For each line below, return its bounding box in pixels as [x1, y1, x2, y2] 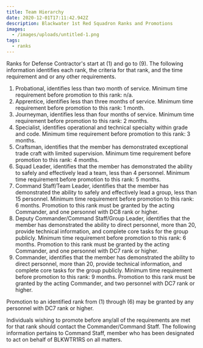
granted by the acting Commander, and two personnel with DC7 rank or [15, 280, 195, 287]
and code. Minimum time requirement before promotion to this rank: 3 [15, 130, 191, 138]
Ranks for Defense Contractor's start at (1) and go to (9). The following [6, 59, 184, 67]
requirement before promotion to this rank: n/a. [15, 91, 134, 98]
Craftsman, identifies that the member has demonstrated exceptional [15, 143, 188, 150]
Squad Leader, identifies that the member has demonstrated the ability [15, 163, 193, 170]
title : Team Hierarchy [6, 9, 64, 15]
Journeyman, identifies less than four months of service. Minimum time [15, 111, 194, 118]
